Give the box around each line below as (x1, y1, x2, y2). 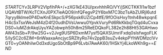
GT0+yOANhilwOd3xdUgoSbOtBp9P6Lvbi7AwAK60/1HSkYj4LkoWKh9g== (5, 40, 154, 46)
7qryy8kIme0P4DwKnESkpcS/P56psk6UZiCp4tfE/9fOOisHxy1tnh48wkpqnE (5, 15, 158, 20)
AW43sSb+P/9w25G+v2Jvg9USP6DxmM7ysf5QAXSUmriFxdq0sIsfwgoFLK (5, 30, 157, 36)
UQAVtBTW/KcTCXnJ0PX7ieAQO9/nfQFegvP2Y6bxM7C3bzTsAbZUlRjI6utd (5, 9, 157, 15)
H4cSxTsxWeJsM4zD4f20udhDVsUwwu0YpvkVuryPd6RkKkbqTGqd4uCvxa (5, 19, 158, 25)
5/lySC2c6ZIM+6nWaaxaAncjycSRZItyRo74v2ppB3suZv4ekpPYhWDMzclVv (5, 35, 158, 41)
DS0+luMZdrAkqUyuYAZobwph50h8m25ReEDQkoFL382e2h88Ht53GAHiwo (5, 25, 158, 31)
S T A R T (5, 4, 19, 10)
